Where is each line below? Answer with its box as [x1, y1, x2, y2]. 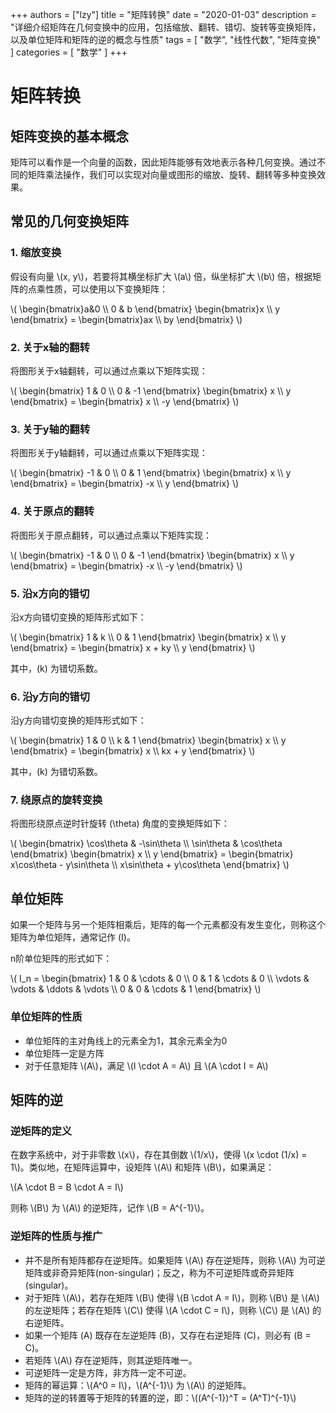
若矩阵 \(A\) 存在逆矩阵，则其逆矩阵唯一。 [24, 1354, 198, 1366]
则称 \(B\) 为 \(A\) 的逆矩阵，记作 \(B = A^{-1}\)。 [10, 1202, 210, 1214]
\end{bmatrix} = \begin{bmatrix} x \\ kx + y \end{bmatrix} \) [10, 745, 256, 757]
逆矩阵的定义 [10, 1124, 73, 1138]
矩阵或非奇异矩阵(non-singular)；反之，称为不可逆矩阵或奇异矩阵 [24, 1266, 295, 1278]
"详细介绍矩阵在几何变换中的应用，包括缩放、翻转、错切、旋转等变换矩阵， [10, 21, 322, 33]
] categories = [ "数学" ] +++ [10, 46, 128, 58]
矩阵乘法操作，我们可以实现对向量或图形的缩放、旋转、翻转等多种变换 [27, 169, 317, 180]
